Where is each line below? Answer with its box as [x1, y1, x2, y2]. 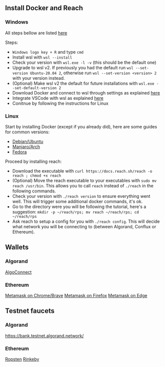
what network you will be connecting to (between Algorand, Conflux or [12, 223, 157, 229]
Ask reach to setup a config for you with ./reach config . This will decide [12, 218, 160, 224]
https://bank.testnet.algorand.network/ [5, 333, 84, 338]
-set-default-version [12, 86, 57, 91]
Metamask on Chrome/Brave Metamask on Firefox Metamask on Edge [5, 292, 148, 298]
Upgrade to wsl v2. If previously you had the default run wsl [12, 64, 134, 70]
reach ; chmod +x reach [12, 173, 62, 178]
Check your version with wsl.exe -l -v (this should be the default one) [12, 59, 157, 65]
